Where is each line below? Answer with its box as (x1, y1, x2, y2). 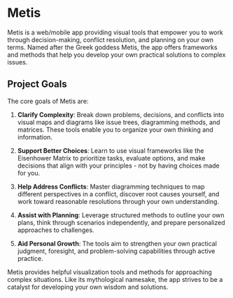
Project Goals (7, 79, 68, 90)
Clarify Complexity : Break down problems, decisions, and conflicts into (17, 110, 225, 118)
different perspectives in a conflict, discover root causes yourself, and (17, 189, 220, 198)
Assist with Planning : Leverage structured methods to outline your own (17, 210, 225, 219)
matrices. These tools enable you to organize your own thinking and (17, 125, 213, 134)
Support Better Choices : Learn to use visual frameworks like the (17, 146, 204, 155)
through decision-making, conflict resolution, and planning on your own (7, 35, 213, 43)
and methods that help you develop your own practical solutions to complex (7, 50, 226, 59)
